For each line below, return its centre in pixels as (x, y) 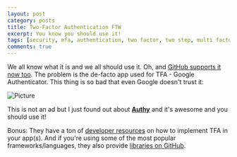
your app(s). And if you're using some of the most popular (92, 138)
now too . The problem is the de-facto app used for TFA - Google (101, 74)
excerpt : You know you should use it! (64, 34)
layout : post (26, 14)
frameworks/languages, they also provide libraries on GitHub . (97, 145)
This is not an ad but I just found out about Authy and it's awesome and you (117, 109)
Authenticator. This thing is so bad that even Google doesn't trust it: (105, 82)
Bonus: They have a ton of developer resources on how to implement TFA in (117, 130)
